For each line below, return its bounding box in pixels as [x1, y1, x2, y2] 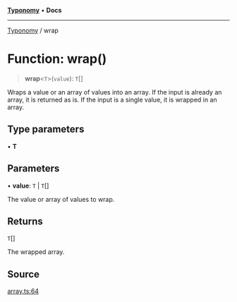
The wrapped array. [7, 248, 65, 256]
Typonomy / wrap [7, 26, 59, 35]
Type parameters [7, 123, 85, 135]
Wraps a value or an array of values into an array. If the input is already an [7, 87, 222, 96]
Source [7, 268, 40, 280]
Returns [7, 215, 44, 227]
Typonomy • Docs [7, 6, 62, 14]
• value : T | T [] [7, 181, 49, 190]
